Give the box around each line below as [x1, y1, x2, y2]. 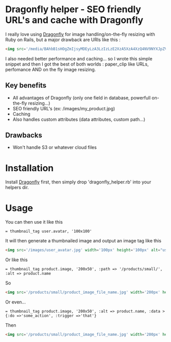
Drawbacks [5, 131, 42, 140]
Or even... [5, 299, 26, 305]
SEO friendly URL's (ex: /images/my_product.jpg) [12, 105, 116, 111]
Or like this [5, 257, 28, 263]
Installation [5, 162, 54, 174]
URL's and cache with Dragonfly [5, 14, 144, 26]
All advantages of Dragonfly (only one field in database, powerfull [12, 95, 151, 101]
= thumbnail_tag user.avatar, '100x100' [5, 229, 93, 234]
